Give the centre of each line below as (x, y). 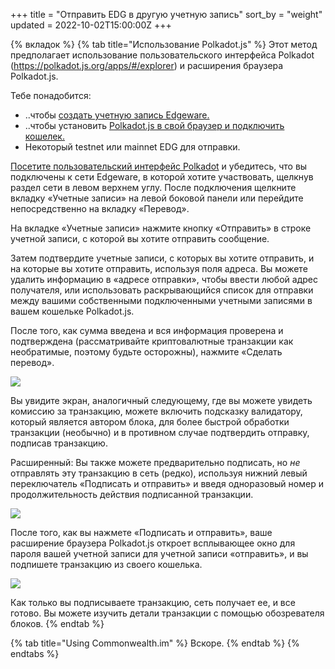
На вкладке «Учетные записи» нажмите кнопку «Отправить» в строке (161, 228)
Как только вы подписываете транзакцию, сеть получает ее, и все (153, 602)
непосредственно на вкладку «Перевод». (100, 208)
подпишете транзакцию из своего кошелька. (106, 564)
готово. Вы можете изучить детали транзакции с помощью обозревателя (167, 613)
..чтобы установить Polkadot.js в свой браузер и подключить (154, 125)
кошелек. (44, 136)
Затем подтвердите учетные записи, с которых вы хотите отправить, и (162, 258)
